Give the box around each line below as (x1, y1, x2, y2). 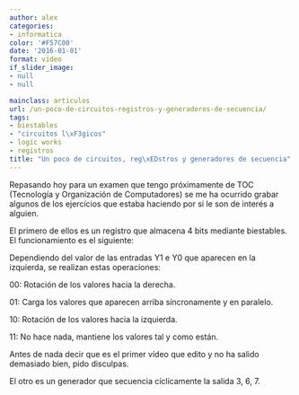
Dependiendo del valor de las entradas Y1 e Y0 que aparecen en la (9, 252, 256, 263)
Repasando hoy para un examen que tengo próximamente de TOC (9, 179, 254, 189)
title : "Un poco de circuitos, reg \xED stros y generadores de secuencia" (9, 154, 292, 163)
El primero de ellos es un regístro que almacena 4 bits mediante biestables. (9, 225, 287, 236)
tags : (9, 113, 30, 122)
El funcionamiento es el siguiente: (9, 234, 135, 245)
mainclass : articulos (9, 96, 91, 105)
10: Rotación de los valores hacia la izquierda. (9, 313, 178, 324)
